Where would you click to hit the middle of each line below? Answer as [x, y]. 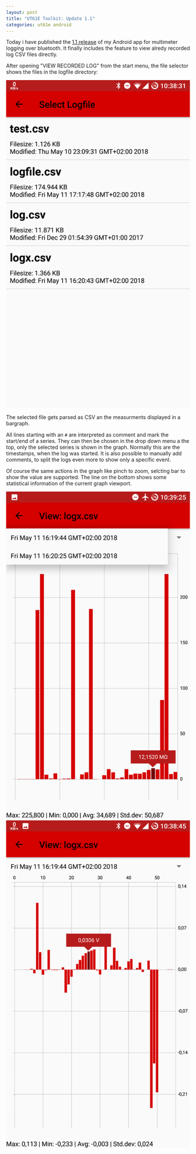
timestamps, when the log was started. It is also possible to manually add [94, 454]
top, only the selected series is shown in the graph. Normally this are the [93, 447]
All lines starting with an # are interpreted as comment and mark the [87, 435]
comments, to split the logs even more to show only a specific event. [88, 460]
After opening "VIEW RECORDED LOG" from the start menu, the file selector [97, 66]
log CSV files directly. [32, 54]
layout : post [22, 12]
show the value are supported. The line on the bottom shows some [86, 478]
